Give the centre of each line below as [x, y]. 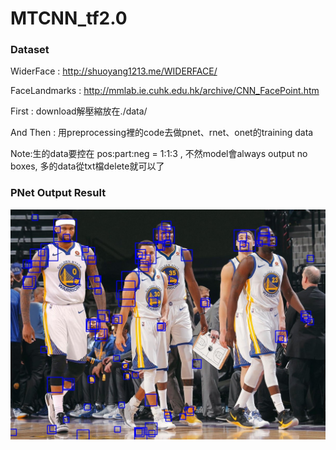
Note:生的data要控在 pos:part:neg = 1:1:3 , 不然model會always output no [159, 154]
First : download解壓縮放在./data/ [79, 111]
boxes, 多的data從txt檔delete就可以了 [87, 166]
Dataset [30, 50]
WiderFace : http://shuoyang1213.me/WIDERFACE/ [114, 71]
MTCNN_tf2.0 [69, 18]
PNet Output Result [58, 193]
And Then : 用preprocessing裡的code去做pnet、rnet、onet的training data [162, 133]
